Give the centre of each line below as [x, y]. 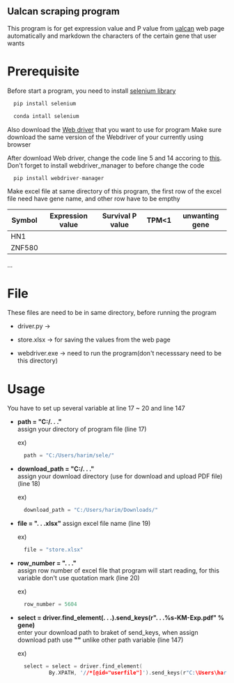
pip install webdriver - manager [59, 178]
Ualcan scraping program [63, 12]
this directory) [37, 361]
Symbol [24, 221]
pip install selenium [45, 103]
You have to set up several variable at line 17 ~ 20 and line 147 [96, 409]
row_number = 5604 [50, 604]
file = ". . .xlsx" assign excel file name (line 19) [84, 523]
